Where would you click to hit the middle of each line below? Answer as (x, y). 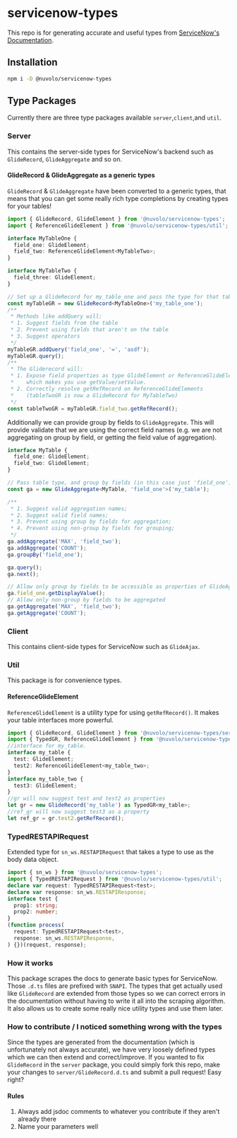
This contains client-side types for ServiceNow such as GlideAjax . (104, 647)
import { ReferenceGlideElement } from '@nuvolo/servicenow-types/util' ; (118, 225)
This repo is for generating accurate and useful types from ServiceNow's (114, 33)
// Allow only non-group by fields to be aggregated (86, 600)
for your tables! (29, 206)
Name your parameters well (58, 1127)
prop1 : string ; (36, 905)
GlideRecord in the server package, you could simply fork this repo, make (114, 1065)
